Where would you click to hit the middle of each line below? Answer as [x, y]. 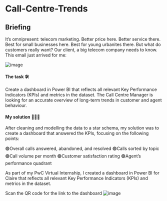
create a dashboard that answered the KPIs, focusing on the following [77, 133]
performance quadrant [28, 163]
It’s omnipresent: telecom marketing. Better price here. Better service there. [83, 39]
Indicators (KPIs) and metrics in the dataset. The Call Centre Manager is [79, 95]
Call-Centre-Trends [46, 9]
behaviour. [16, 105]
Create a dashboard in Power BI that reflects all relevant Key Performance [81, 89]
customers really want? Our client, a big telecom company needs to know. [81, 50]
